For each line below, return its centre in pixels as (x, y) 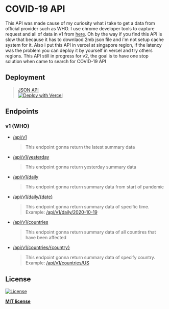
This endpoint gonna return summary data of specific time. (87, 207)
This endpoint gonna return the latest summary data (80, 147)
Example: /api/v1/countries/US (57, 263)
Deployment (25, 78)
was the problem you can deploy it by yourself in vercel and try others (79, 50)
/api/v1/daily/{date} (33, 197)
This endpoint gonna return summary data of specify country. (90, 258)
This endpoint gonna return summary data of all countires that (91, 232)
